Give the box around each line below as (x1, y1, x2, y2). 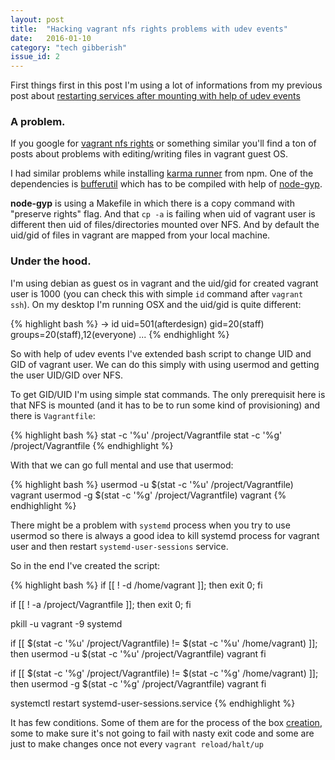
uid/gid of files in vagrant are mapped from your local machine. (10, 229, 271, 241)
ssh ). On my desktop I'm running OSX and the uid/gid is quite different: (10, 298, 302, 310)
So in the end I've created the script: (10, 559, 161, 571)
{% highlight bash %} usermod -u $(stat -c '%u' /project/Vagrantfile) (10, 478, 294, 490)
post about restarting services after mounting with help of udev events (10, 90, 301, 102)
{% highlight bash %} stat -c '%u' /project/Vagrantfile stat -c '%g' (10, 429, 283, 441)
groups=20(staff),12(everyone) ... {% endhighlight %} (10, 328, 230, 340)
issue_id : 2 (10, 52, 60, 62)
